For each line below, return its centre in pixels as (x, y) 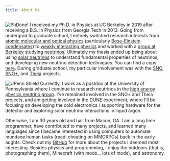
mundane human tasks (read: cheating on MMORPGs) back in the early (80, 136)
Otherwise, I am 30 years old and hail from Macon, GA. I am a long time (80, 120)
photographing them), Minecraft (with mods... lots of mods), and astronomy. (85, 153)
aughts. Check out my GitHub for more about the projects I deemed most (82, 142)
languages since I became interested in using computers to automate (78, 131)
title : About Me (22, 10)
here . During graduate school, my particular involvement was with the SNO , (84, 68)
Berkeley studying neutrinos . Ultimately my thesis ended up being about (81, 52)
